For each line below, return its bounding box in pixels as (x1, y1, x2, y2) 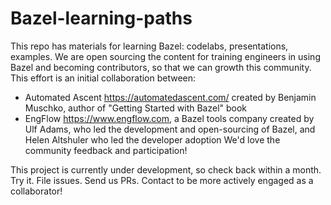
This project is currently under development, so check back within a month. (10, 163, 322, 176)
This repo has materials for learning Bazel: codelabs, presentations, (10, 40, 289, 52)
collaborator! (10, 185, 63, 197)
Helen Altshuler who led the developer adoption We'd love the (24, 133, 281, 146)
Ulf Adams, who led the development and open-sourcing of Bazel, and (24, 123, 316, 135)
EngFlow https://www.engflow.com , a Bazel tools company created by (24, 112, 315, 124)
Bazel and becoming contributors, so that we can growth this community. (10, 61, 312, 73)
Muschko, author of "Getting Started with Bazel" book (24, 102, 248, 114)
